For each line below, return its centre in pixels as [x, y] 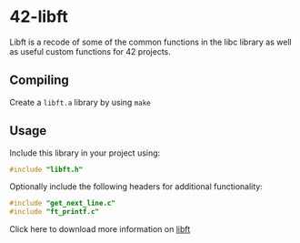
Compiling [40, 81]
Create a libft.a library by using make [80, 102]
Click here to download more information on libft [100, 229]
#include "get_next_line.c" [63, 203]
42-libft [39, 17]
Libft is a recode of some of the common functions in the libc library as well [151, 42]
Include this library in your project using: [85, 153]
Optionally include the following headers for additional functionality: [136, 187]
